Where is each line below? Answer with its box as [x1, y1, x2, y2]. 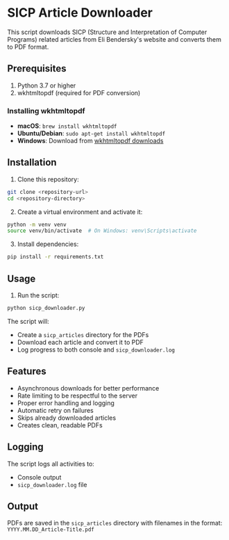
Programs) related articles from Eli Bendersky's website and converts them [7, 35, 222, 43]
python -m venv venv [7, 221, 67, 228]
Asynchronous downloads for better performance [17, 384, 160, 392]
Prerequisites [7, 63, 67, 74]
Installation [7, 156, 57, 168]
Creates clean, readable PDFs [17, 420, 103, 429]
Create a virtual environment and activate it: [17, 207, 143, 216]
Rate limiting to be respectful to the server [17, 391, 137, 400]
